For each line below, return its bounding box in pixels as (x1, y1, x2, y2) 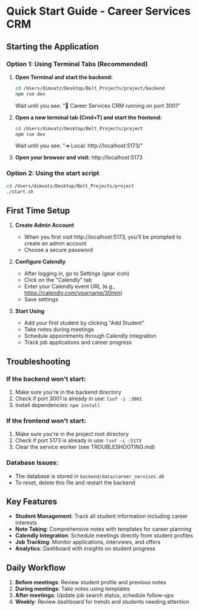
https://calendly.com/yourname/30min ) (24, 289, 123, 296)
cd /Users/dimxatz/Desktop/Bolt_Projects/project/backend (15, 85, 165, 91)
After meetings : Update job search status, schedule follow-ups (15, 592, 174, 599)
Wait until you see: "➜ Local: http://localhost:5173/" (15, 142, 144, 150)
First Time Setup (6, 205, 70, 215)
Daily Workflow (6, 562, 66, 573)
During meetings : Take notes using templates (15, 585, 130, 593)
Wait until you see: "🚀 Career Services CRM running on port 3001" (15, 102, 181, 109)
